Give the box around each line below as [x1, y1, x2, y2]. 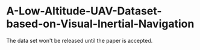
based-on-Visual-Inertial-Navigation [6, 17, 195, 31]
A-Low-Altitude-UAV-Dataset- [6, 4, 162, 18]
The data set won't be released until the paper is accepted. [6, 37, 153, 44]
